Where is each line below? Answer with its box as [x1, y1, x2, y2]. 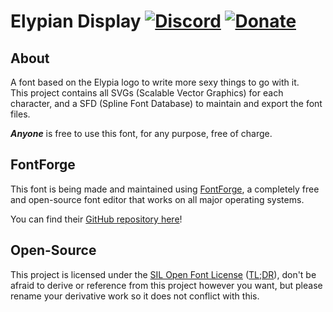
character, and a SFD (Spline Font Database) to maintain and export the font [10, 98, 323, 109]
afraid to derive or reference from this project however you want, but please [10, 279, 323, 291]
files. [10, 108, 31, 120]
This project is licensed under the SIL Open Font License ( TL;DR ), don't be [10, 268, 317, 280]
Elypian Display [10, 10, 142, 33]
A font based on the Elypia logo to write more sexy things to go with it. [10, 76, 300, 88]
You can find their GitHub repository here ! [10, 213, 183, 225]
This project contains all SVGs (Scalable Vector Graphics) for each [10, 87, 284, 99]
